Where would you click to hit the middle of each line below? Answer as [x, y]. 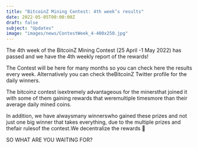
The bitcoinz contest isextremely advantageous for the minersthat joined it [97, 92]
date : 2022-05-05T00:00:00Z [41, 17]
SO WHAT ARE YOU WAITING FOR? [49, 140]
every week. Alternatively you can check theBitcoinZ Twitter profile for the [97, 74]
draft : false [22, 22]
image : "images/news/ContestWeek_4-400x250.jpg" [67, 34]
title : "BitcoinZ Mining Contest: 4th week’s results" [75, 11]
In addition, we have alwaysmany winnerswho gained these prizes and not [97, 116]
